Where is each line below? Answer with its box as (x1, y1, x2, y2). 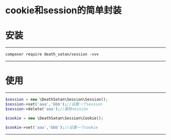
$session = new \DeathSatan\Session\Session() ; (5, 97, 108, 102)
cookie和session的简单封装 (5, 5, 122, 16)
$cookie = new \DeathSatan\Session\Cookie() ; (5, 116, 103, 121)
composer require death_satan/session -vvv (5, 52, 99, 57)
